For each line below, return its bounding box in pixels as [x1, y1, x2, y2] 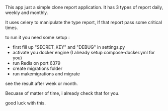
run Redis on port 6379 [12, 60, 61, 66]
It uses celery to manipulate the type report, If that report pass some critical [5, 20, 162, 25]
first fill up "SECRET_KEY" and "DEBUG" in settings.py [12, 44, 125, 50]
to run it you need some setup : [5, 35, 70, 40]
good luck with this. [5, 100, 46, 106]
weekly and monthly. [5, 10, 48, 16]
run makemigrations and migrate [12, 71, 80, 77]
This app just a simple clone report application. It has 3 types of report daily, [5, 5, 163, 10]
